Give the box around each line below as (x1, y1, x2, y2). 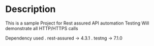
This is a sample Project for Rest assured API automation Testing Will (5, 20, 149, 26)
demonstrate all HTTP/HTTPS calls (5, 25, 78, 31)
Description (5, 3, 56, 15)
